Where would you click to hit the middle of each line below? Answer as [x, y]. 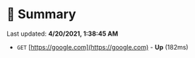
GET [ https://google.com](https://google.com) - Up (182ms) [102, 47]
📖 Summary [41, 14]
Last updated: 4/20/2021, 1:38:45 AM [62, 34]
